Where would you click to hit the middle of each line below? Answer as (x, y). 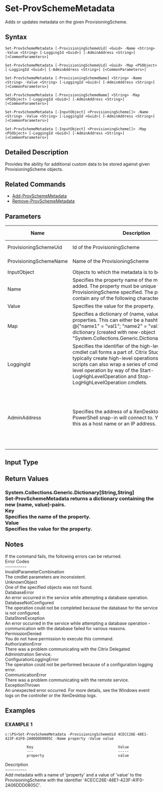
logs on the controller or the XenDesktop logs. (51, 695)
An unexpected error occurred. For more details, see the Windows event (77, 690)
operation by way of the (111, 371)
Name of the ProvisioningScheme (111, 261)
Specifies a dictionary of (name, (109, 314)
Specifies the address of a (102, 412)
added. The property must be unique (114, 286)
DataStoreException (25, 618)
